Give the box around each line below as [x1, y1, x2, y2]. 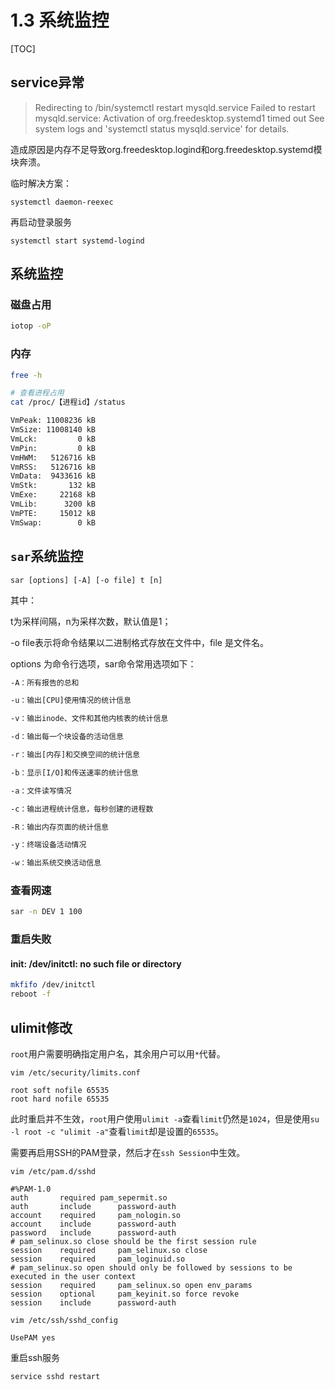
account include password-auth [10, 1219, 177, 1230]
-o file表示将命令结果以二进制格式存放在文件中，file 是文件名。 [10, 636, 269, 648]
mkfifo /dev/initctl [10, 980, 97, 990]
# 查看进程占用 [10, 388, 65, 398]
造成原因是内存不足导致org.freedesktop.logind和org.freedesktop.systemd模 [10, 143, 323, 155]
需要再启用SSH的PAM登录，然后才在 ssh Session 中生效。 [10, 1147, 246, 1159]
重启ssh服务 [10, 1352, 61, 1364]
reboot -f [10, 989, 52, 1000]
